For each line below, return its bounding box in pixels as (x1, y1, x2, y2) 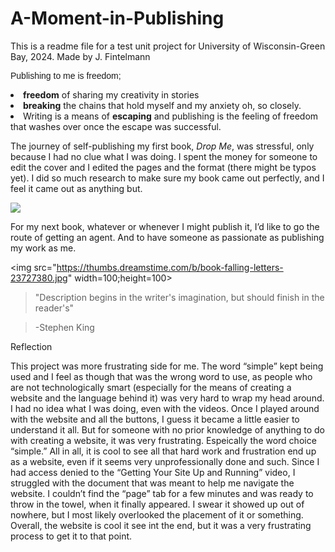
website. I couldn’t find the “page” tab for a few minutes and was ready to (10, 487, 314, 499)
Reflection (10, 340, 53, 352)
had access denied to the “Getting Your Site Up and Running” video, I (10, 466, 296, 478)
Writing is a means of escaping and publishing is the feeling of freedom (23, 110, 319, 122)
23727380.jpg (10, 272, 68, 284)
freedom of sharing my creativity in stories (23, 88, 200, 101)
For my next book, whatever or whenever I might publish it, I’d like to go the (10, 220, 320, 232)
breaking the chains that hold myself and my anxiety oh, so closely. (23, 99, 302, 111)
